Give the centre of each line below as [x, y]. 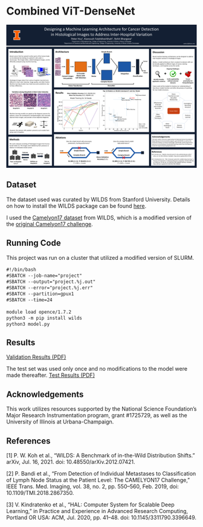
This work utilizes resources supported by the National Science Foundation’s [102, 409]
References [28, 441]
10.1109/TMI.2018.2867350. [40, 493]
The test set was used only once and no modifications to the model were [97, 369]
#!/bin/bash [21, 270]
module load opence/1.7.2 [39, 312]
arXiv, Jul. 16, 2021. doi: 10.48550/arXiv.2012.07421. [71, 462]
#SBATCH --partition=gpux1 [40, 294]
